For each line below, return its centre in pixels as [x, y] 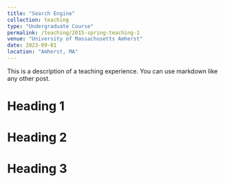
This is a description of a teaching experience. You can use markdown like [112, 71]
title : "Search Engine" [41, 13]
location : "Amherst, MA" [43, 52]
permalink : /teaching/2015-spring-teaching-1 [73, 33]
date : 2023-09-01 [32, 45]
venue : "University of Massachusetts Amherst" [75, 39]
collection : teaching [38, 20]
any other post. [29, 78]
